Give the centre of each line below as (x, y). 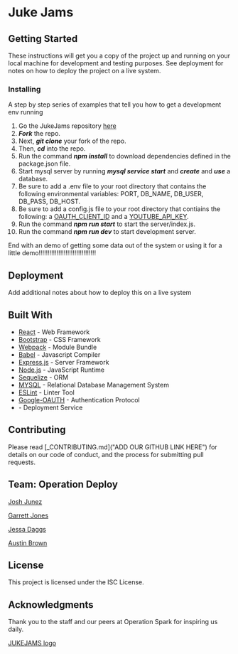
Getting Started (43, 39)
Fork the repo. (39, 134)
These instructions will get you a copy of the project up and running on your (119, 55)
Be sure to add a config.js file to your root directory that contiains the (119, 209)
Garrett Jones (28, 515)
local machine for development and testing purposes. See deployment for (116, 63)
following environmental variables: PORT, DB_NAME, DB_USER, (111, 194)
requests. (22, 462)
